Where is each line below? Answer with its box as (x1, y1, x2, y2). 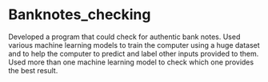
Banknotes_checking (8, 6, 151, 24)
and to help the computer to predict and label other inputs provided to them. (8, 49, 259, 58)
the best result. (8, 65, 58, 75)
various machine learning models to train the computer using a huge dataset (8, 40, 260, 49)
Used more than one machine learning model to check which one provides (8, 57, 254, 67)
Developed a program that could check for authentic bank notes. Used (8, 32, 241, 41)
